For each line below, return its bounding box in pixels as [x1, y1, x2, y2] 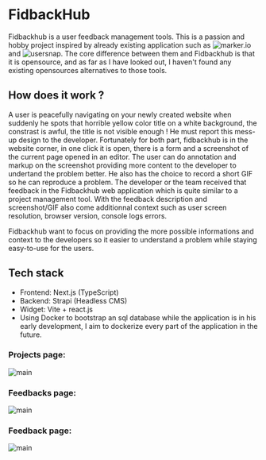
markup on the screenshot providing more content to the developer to [8, 160, 237, 170]
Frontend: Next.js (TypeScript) [19, 288, 119, 297]
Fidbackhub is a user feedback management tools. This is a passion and [8, 32, 245, 41]
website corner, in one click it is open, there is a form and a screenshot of [8, 143, 249, 153]
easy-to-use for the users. [8, 243, 94, 253]
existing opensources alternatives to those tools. [8, 65, 168, 75]
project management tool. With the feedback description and [8, 194, 208, 203]
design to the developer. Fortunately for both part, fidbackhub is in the [18, 135, 249, 145]
